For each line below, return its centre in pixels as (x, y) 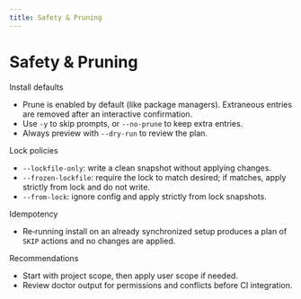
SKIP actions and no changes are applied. (99, 241)
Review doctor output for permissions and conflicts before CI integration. (157, 285)
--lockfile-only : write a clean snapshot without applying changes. (147, 168)
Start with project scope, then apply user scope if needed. (130, 276)
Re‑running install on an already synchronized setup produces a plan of (155, 231)
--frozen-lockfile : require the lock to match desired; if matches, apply (154, 177)
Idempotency (34, 214)
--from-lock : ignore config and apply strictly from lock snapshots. (144, 196)
